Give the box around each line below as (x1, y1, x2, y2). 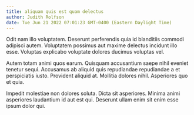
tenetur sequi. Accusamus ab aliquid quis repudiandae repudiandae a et (6, 66, 180, 73)
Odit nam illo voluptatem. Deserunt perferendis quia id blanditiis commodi (6, 36, 184, 43)
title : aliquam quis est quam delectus (6, 8, 104, 15)
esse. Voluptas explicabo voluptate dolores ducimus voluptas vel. (6, 48, 165, 55)
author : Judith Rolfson (6, 14, 65, 20)
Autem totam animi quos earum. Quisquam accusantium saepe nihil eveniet (6, 60, 189, 67)
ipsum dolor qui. (6, 103, 46, 110)
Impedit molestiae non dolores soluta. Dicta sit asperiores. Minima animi (6, 90, 180, 97)
